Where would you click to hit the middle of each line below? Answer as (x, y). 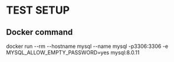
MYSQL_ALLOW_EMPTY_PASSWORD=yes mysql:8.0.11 (73, 53)
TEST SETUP (38, 10)
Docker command (40, 32)
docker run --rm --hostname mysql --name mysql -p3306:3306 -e (87, 46)
